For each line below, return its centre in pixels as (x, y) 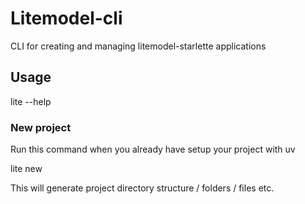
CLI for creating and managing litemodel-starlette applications (138, 46)
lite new (26, 169)
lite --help (31, 101)
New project (41, 127)
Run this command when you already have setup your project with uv (153, 149)
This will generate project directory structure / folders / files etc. (142, 188)
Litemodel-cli (66, 18)
